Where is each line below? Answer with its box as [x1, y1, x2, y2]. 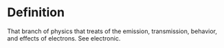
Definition [7, 5, 65, 20]
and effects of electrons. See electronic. [7, 34, 121, 42]
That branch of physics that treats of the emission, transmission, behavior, [7, 27, 218, 35]
